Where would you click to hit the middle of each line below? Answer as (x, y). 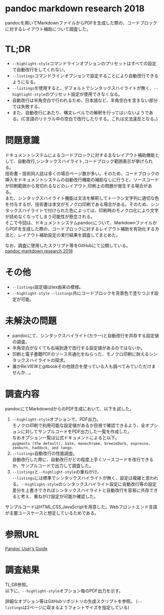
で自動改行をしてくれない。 (40, 69)
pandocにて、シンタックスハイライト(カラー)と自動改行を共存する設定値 (85, 336)
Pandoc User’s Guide (26, 549)
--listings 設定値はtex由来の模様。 (48, 287)
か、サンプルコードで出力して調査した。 (53, 465)
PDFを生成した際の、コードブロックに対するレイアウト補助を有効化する (82, 229)
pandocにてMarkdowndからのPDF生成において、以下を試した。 (70, 408)
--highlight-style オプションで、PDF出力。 (57, 419)
